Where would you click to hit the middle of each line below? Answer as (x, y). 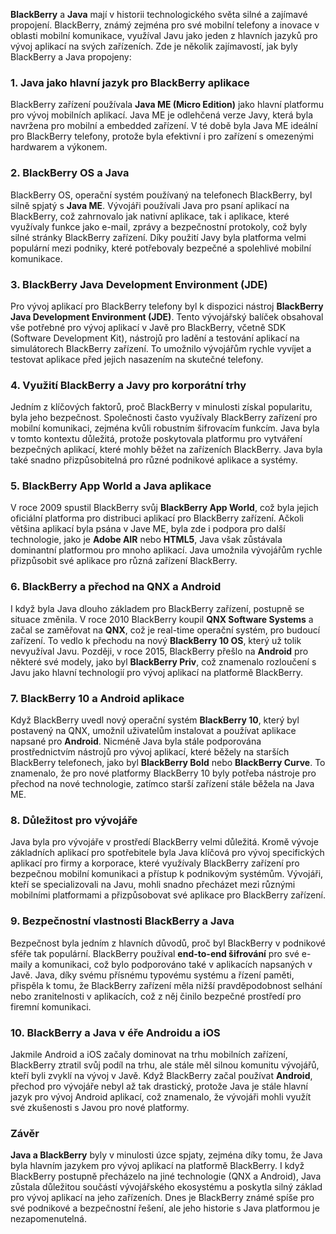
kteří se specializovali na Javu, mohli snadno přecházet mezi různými (153, 885)
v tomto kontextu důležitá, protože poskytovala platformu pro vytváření (156, 439)
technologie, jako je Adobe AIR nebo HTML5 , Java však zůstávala (146, 540)
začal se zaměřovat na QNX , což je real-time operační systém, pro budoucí (165, 630)
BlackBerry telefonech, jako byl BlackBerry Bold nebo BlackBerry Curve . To (168, 763)
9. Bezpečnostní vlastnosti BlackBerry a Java (122, 921)
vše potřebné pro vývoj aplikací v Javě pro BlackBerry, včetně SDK (148, 327)
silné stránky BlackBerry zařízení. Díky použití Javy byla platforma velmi (158, 237)
